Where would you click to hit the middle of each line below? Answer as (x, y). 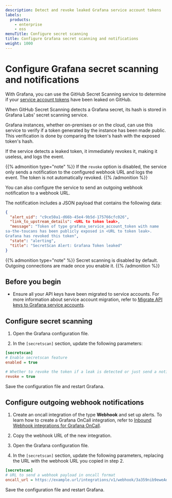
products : (20, 20)
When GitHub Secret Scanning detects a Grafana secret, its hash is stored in (86, 109)
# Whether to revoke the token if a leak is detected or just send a (81, 372)
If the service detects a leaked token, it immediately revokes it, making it (81, 151)
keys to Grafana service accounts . (49, 305)
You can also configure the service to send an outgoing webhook (74, 187)
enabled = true (21, 362)
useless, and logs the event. (35, 157)
